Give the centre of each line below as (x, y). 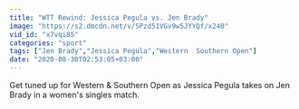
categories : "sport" (48, 43)
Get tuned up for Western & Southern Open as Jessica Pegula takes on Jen (149, 85)
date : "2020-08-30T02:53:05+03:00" (77, 59)
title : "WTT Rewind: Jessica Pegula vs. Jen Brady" (109, 18)
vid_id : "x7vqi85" (44, 34)
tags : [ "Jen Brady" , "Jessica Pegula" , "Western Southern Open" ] (133, 51)
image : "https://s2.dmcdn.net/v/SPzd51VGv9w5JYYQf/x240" (119, 26)
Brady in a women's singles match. (75, 95)
